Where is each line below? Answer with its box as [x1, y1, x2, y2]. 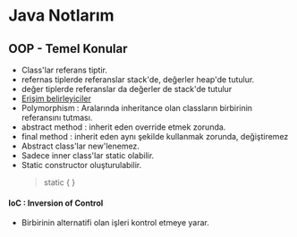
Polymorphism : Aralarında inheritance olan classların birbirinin [21, 103, 252, 113]
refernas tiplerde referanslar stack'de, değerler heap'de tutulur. [21, 74, 255, 85]
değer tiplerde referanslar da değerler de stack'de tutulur [21, 84, 233, 94]
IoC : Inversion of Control [8, 198, 104, 208]
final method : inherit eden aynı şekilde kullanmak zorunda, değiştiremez [21, 131, 289, 141]
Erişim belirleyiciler [21, 93, 91, 104]
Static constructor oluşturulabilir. [21, 160, 142, 170]
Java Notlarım [8, 5, 115, 26]
